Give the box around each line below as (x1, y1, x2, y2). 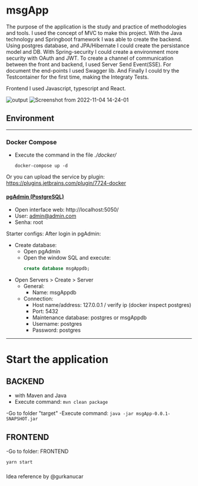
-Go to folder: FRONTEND (6, 448, 69, 455)
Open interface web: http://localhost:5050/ (14, 206, 119, 213)
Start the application (6, 353, 109, 367)
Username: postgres (32, 320, 82, 328)
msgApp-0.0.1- (136, 411, 171, 417)
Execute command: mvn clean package (14, 398, 108, 406)
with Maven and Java (14, 392, 67, 399)
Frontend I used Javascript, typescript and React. (6, 85, 126, 92)
